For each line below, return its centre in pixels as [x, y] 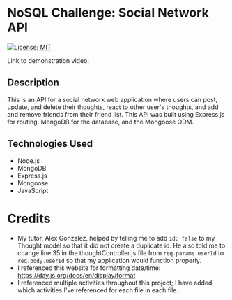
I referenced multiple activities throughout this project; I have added [115, 283]
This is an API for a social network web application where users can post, [113, 99]
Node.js [29, 160]
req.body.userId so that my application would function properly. [109, 260]
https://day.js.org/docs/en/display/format [76, 275]
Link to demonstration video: [48, 60]
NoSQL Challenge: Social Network [108, 13]
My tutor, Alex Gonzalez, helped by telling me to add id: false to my [116, 238]
